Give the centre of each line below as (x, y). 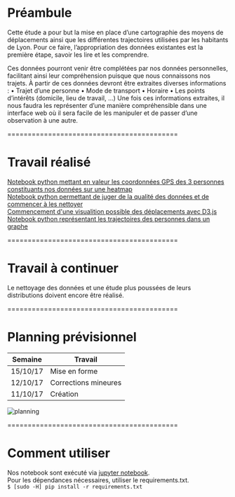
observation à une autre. (43, 120)
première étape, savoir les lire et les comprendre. (78, 55)
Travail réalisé (49, 162)
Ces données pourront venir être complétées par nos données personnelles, (118, 68)
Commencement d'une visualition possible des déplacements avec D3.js (112, 211)
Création (64, 394)
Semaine (27, 359)
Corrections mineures (86, 382)
